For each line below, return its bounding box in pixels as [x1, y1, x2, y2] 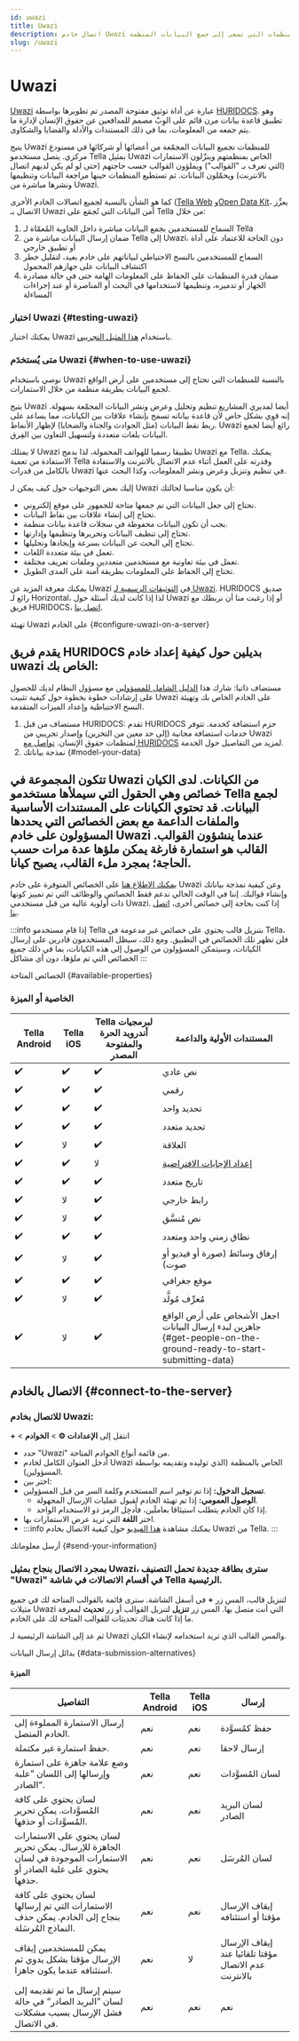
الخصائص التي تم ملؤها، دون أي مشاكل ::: [10, 953, 147, 964]
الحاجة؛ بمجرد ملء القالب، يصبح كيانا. [10, 855, 192, 871]
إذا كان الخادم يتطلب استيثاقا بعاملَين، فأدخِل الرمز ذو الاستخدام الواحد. [35, 1504, 268, 1515]
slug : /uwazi [10, 37, 59, 47]
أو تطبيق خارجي [22, 242, 76, 253]
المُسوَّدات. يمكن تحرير [14, 1804, 100, 1816]
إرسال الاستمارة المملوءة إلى [14, 1716, 124, 1728]
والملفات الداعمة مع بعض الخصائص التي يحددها [10, 814, 240, 829]
